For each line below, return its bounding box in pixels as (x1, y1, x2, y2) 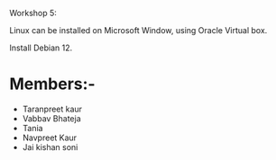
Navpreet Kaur (22, 132, 78, 143)
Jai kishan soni (22, 141, 78, 152)
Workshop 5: (9, 8, 57, 18)
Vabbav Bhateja (22, 112, 81, 124)
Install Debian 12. (9, 42, 73, 53)
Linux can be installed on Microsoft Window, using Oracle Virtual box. (9, 25, 268, 35)
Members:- (9, 74, 97, 94)
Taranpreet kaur (22, 103, 83, 114)
